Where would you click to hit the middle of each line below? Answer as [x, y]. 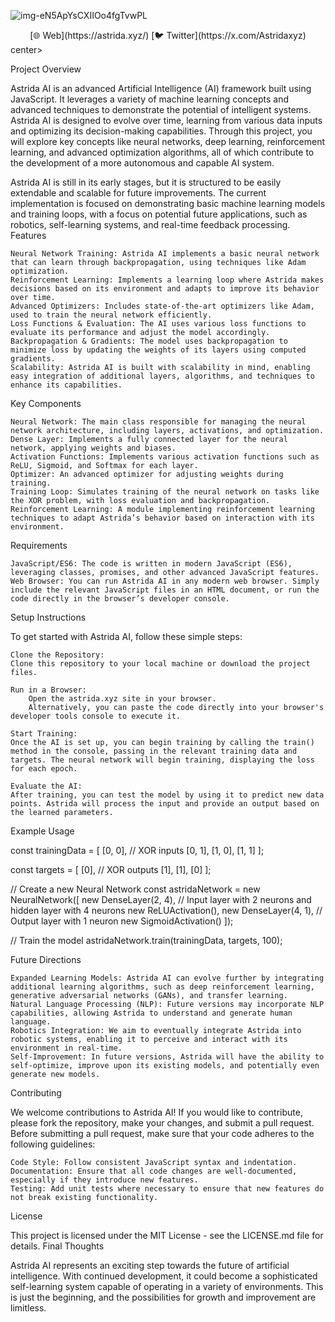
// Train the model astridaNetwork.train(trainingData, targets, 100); [146, 940]
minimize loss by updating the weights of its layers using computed [158, 350]
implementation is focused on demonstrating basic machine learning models [168, 203]
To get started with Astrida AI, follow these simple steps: [126, 636]
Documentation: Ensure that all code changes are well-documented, [154, 1171]
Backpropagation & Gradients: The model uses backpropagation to [149, 341]
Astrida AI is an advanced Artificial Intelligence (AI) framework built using [161, 88]
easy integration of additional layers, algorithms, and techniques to [162, 376]
